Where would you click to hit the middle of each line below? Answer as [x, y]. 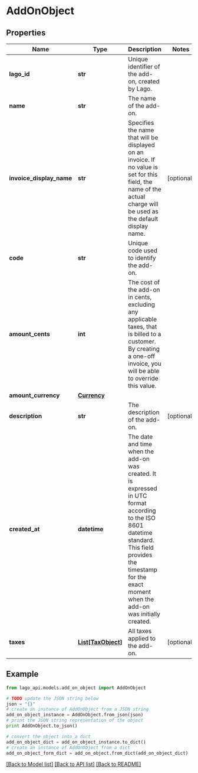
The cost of [144, 282]
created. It [142, 474]
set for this [143, 174]
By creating [144, 349]
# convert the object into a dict [49, 736]
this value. [142, 386]
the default [143, 219]
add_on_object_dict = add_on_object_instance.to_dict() [76, 742]
